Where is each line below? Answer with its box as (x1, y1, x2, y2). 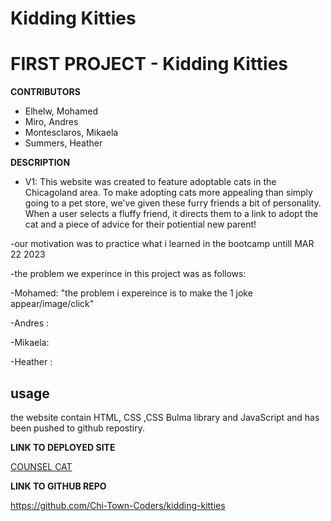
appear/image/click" (10, 298, 95, 310)
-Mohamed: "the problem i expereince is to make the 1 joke (10, 287, 253, 299)
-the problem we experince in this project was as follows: (10, 268, 247, 280)
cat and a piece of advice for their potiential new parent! (24, 218, 257, 231)
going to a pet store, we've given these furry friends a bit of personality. (24, 197, 322, 209)
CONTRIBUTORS (10, 86, 81, 98)
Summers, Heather (24, 137, 103, 149)
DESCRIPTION (10, 157, 71, 169)
